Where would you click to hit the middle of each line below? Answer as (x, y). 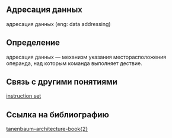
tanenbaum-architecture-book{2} (47, 129)
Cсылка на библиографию (58, 115)
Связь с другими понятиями (62, 82)
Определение (33, 43)
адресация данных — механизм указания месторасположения (86, 57)
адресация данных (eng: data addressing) (58, 24)
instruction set (24, 96)
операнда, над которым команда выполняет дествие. (74, 63)
